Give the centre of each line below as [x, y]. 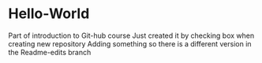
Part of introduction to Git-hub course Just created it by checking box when [131, 35]
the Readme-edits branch [50, 52]
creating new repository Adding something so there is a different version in [130, 43]
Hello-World [49, 14]
